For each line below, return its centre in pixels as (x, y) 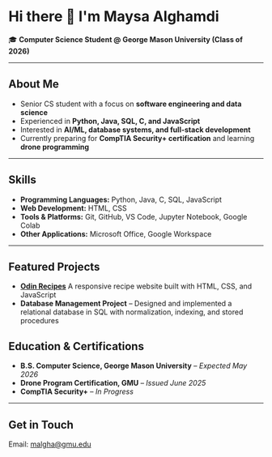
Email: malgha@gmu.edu (50, 444)
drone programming (55, 147)
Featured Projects (54, 267)
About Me (34, 84)
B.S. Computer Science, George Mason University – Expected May (134, 366)
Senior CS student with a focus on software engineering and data (131, 104)
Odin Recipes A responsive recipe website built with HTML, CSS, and (136, 286)
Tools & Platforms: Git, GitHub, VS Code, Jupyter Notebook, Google (134, 216)
